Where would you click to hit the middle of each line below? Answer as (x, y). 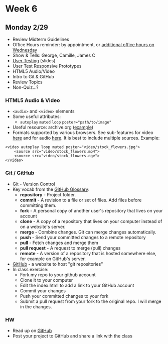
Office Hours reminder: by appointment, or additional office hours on (83, 45)
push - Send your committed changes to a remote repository (83, 237)
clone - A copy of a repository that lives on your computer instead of (91, 221)
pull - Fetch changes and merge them (59, 243)
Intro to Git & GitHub (33, 77)
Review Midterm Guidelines (41, 39)
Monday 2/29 (27, 27)
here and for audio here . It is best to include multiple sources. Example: (86, 138)
